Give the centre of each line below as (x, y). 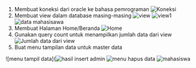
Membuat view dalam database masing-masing (73, 16)
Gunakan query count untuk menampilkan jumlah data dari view (93, 35)
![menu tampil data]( (31, 59)
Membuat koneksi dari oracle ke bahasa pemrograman (82, 9)
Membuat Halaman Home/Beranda (57, 28)
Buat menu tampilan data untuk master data (68, 47)
